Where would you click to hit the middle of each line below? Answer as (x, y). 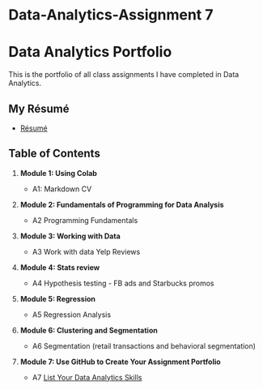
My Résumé (39, 108)
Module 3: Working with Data (70, 236)
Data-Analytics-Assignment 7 (111, 15)
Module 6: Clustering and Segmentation (89, 330)
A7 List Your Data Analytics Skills (87, 377)
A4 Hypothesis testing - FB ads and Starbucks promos (123, 283)
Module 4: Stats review (60, 267)
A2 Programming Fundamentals (85, 220)
